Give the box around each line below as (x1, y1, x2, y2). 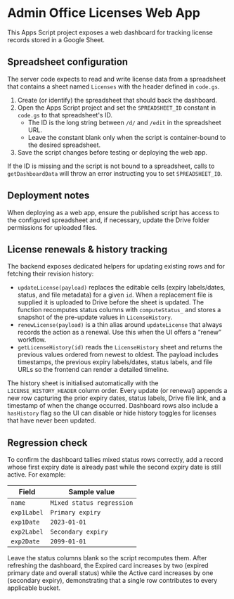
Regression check (7, 437, 88, 449)
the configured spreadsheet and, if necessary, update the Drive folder (7, 216, 210, 224)
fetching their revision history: (7, 269, 94, 278)
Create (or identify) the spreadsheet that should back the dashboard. (17, 96, 218, 104)
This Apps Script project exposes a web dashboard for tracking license (7, 28, 213, 37)
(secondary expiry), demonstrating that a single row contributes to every (7, 577, 218, 585)
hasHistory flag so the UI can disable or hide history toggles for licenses (7, 409, 216, 418)
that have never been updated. (7, 416, 96, 425)
